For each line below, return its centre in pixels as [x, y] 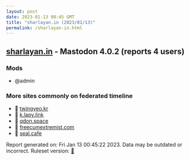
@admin [25, 81]
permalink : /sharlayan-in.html [44, 28]
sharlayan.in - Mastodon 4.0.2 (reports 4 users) [95, 51]
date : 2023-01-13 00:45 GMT [40, 17]
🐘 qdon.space [31, 121]
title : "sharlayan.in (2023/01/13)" [51, 22]
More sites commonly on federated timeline [69, 96]
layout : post [22, 11]
